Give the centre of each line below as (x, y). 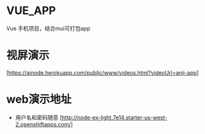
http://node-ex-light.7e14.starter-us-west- (114, 117)
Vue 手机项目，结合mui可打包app (48, 28)
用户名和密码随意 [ (39, 117)
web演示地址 (39, 99)
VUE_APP (31, 11)
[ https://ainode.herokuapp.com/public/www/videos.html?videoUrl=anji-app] (102, 73)
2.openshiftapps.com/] (44, 124)
